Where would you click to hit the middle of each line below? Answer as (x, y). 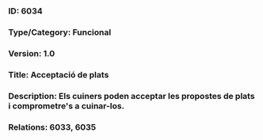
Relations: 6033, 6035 (52, 127)
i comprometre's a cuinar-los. (67, 106)
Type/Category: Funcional (60, 32)
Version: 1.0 (32, 53)
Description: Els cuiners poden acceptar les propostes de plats (131, 96)
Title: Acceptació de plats (59, 74)
